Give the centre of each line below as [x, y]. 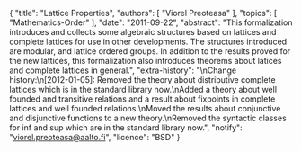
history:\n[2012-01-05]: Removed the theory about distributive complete [142, 80]
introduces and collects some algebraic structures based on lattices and [143, 32]
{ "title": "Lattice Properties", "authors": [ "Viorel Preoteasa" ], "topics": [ [143, 13]
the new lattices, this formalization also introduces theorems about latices [146, 61]
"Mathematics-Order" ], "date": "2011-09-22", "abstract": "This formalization [151, 22]
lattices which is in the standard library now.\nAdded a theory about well [143, 89]
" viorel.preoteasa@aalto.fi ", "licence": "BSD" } [95, 137]
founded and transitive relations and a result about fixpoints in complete [142, 99]
